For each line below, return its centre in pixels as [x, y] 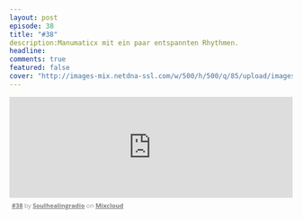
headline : [28, 51]
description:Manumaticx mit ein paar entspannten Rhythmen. [124, 43]
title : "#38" [34, 34]
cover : [22, 76]
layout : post [34, 18]
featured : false [40, 68]
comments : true [38, 59]
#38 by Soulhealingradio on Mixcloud [68, 205]
